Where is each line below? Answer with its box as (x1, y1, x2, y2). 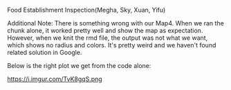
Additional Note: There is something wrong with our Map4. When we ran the (7, 19, 225, 27)
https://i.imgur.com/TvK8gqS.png (7, 75, 102, 83)
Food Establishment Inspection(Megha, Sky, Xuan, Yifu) (7, 6, 166, 14)
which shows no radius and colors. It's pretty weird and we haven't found (7, 41, 216, 49)
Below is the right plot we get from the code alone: (7, 62, 151, 69)
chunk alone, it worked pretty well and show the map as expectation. (7, 27, 203, 34)
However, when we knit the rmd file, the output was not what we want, (7, 34, 208, 42)
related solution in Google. (7, 48, 82, 56)
